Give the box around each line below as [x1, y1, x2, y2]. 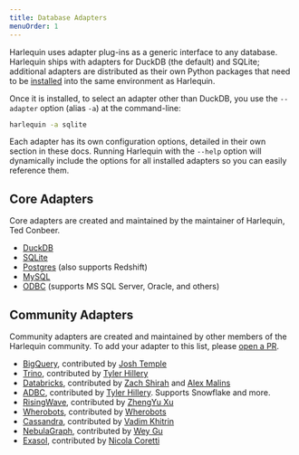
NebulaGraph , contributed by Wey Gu [22, 426, 163, 436]
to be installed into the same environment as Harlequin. [9, 75, 216, 86]
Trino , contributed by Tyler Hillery [22, 368, 149, 378]
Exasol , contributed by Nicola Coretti [22, 435, 160, 446]
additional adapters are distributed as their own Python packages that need [9, 65, 291, 77]
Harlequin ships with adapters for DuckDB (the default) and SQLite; [9, 56, 260, 67]
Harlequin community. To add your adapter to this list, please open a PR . [9, 341, 279, 351]
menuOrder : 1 [9, 22, 59, 31]
